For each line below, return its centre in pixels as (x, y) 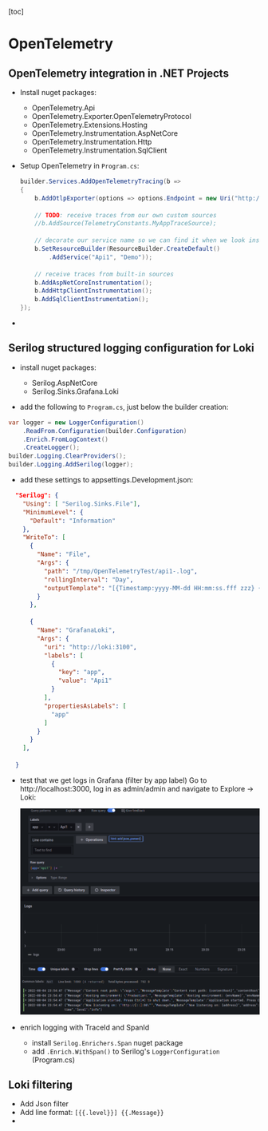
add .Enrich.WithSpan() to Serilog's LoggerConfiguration (126, 1051)
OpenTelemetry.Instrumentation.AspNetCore (104, 133)
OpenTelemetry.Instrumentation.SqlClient (99, 150)
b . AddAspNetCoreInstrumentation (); (94, 283)
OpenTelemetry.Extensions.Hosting (89, 125)
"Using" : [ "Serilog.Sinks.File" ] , (82, 504)
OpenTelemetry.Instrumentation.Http (92, 142)
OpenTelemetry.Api (63, 108)
